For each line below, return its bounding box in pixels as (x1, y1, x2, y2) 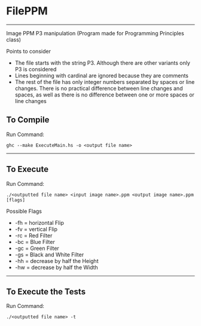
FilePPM (6, 4, 48, 18)
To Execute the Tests (6, 286, 86, 297)
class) (6, 36, 22, 43)
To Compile (6, 115, 50, 125)
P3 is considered (14, 65, 57, 73)
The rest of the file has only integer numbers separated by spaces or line (14, 78, 195, 85)
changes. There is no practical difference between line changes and (14, 84, 183, 92)
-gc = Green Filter (14, 244, 60, 252)
